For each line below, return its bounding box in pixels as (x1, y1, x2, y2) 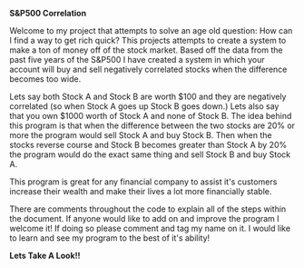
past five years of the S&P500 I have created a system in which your (9, 55, 265, 65)
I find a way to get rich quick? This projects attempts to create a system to (9, 35, 287, 45)
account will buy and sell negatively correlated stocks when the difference (9, 64, 288, 74)
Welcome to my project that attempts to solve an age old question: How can (9, 25, 293, 35)
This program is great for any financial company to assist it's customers (9, 176, 278, 187)
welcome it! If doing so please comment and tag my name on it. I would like (9, 223, 291, 233)
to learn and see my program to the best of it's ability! (9, 233, 211, 243)
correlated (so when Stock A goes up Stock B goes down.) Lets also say (9, 101, 279, 112)
